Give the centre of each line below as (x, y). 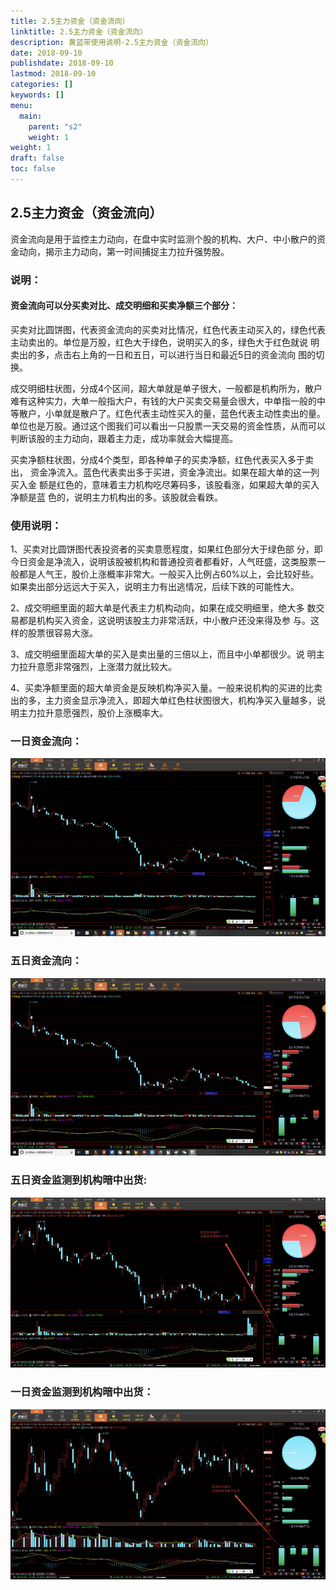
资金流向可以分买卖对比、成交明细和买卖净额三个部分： (124, 306)
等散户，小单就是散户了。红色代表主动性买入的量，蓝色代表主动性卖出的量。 (168, 413)
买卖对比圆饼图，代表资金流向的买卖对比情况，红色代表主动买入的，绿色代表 (168, 329)
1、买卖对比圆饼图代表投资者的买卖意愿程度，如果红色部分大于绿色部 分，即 (166, 549)
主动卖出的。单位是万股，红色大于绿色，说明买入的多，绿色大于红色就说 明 (165, 342)
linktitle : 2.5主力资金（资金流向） (79, 31)
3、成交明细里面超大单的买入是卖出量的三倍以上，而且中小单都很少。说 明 (163, 654)
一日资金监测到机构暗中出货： (82, 1392)
